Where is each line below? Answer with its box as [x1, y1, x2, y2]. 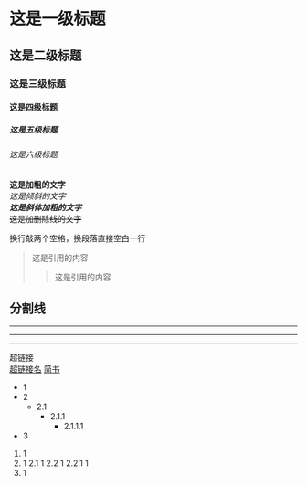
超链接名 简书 [9, 364, 60, 375]
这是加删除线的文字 [9, 213, 82, 224]
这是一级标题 [9, 8, 107, 29]
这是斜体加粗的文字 [9, 202, 82, 213]
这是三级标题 [9, 77, 67, 90]
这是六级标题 [9, 149, 58, 160]
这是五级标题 [9, 124, 58, 135]
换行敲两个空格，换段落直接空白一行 [9, 232, 146, 243]
